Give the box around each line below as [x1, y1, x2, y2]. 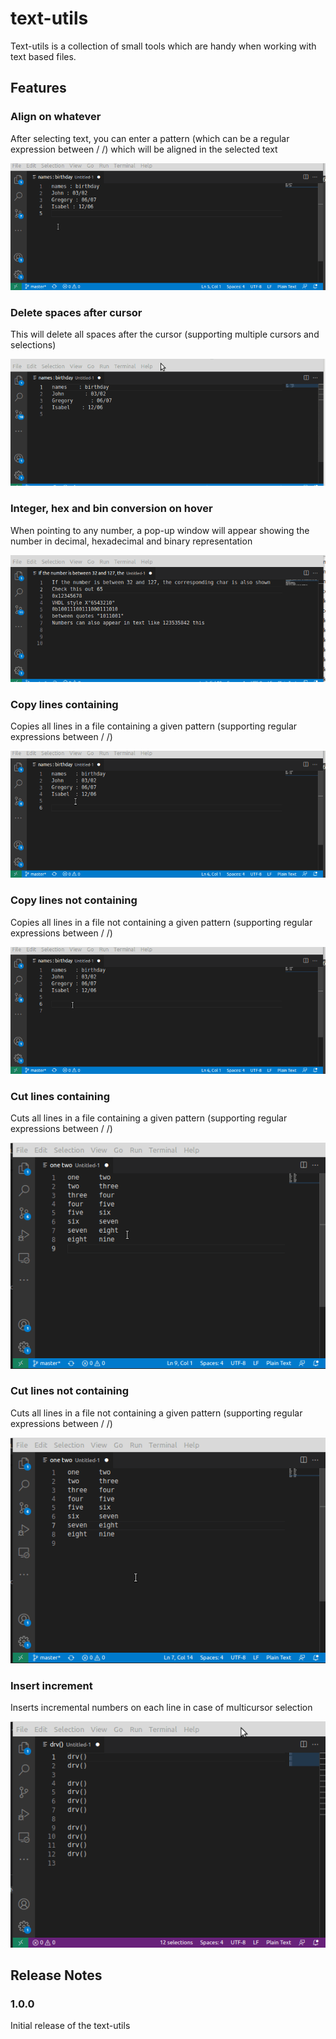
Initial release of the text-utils [10, 2020, 131, 2032]
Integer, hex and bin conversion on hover [10, 502, 213, 516]
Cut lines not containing [10, 1384, 130, 1398]
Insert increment [10, 1679, 93, 1693]
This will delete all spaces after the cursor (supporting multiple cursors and [10, 328, 320, 341]
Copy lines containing [10, 697, 119, 711]
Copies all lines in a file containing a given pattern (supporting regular [10, 720, 298, 732]
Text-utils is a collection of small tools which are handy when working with [10, 40, 317, 52]
